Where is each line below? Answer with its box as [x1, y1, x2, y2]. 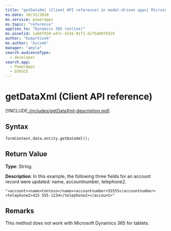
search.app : [5, 60, 31, 65]
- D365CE [10, 69, 28, 74]
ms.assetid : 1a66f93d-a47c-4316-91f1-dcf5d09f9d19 [5, 31, 115, 36]
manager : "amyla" [5, 45, 42, 50]
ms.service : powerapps [5, 17, 53, 22]
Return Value [5, 150, 47, 158]
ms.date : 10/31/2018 [5, 12, 49, 17]
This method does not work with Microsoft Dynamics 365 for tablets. [5, 220, 150, 226]
